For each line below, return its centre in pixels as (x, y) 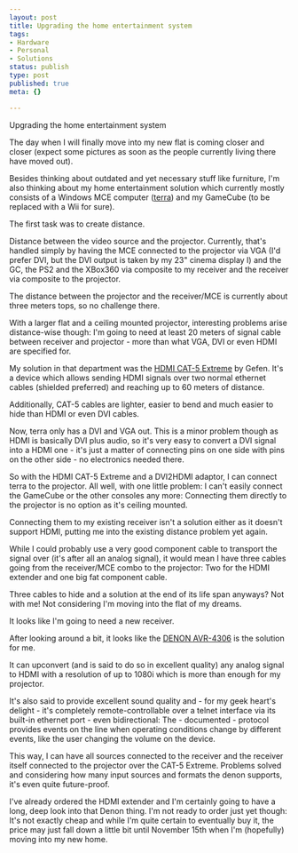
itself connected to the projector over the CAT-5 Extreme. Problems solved (145, 765)
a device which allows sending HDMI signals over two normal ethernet (137, 378)
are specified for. (40, 351)
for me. (22, 647)
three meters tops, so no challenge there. (85, 305)
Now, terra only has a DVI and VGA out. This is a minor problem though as (144, 431)
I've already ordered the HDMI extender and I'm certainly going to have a (143, 801)
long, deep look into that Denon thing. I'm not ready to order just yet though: (149, 810)
